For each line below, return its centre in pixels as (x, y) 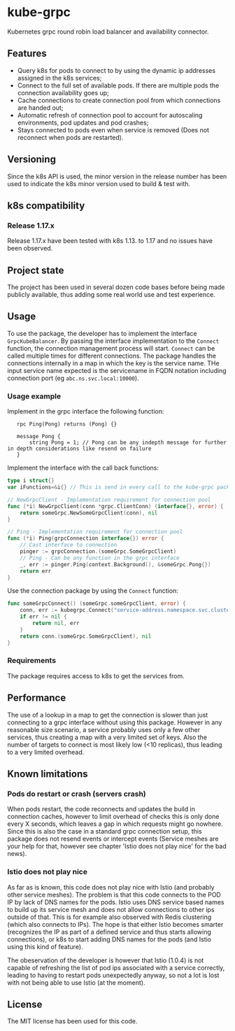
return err (36, 571)
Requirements (32, 661)
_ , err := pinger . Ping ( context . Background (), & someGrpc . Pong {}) (115, 564)
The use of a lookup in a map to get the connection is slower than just (108, 715)
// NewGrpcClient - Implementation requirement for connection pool (109, 500)
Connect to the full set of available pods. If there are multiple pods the (118, 85)
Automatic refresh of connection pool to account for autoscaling (110, 115)
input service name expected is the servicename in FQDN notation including (117, 370)
